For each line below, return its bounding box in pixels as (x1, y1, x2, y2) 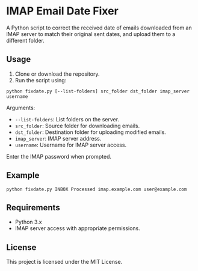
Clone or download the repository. (14, 70, 101, 78)
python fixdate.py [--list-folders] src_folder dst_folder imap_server (6, 88, 190, 94)
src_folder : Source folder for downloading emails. (14, 122, 140, 129)
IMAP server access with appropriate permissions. (14, 225, 140, 232)
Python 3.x (14, 218, 42, 226)
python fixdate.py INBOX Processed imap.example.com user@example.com (6, 186, 187, 192)
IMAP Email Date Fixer (6, 4, 119, 18)
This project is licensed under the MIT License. (6, 258, 123, 266)
